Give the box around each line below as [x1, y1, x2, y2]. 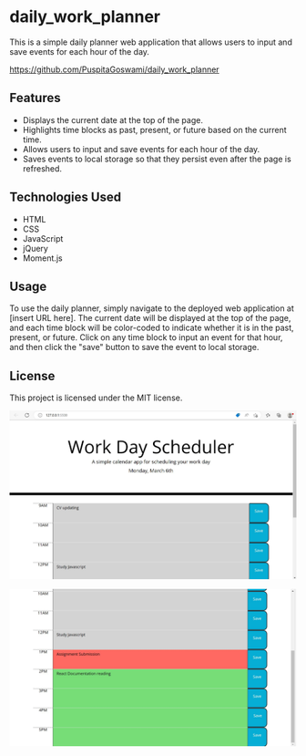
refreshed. [22, 162, 62, 174]
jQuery [22, 243, 48, 254]
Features [9, 90, 61, 106]
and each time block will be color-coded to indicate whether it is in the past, [9, 322, 294, 334]
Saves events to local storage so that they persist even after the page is [22, 153, 291, 164]
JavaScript [22, 233, 64, 243]
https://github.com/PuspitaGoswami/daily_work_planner [9, 64, 220, 75]
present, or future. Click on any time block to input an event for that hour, [9, 332, 283, 343]
